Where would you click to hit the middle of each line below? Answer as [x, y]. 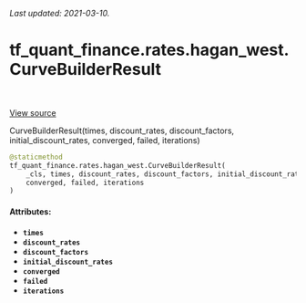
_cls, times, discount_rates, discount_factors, [120, 174]
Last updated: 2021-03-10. [60, 13]
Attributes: [31, 211]
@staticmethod [36, 157]
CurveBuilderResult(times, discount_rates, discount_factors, [122, 131]
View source [33, 112]
